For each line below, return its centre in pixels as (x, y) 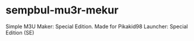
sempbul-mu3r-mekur (62, 10)
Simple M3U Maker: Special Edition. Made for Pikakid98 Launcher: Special (97, 26)
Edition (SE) (20, 32)
